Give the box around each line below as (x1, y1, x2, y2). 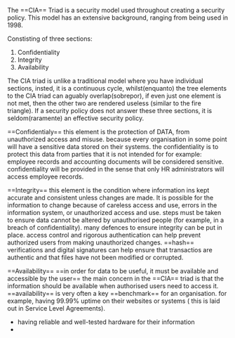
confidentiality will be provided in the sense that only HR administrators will (7, 165, 224, 173)
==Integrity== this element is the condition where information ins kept (7, 186, 210, 194)
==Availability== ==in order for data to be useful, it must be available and (7, 267, 219, 275)
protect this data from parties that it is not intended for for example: (7, 150, 202, 158)
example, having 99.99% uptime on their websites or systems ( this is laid (7, 297, 220, 305)
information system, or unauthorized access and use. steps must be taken (7, 209, 222, 216)
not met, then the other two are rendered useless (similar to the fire (7, 99, 201, 108)
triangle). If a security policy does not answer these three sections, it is (7, 107, 213, 115)
